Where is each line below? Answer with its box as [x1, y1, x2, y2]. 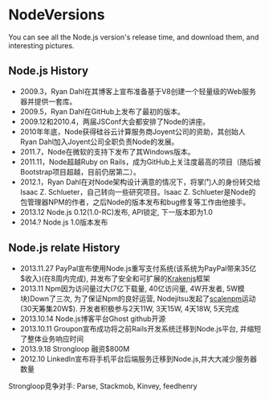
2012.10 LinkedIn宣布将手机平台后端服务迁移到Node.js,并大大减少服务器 [19, 354, 257, 364]
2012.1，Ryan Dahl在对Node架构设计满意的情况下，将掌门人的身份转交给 [19, 177, 261, 187]
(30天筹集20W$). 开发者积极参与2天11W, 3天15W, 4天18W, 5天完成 [19, 303, 239, 313]
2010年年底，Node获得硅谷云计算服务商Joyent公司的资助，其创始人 [19, 126, 247, 136]
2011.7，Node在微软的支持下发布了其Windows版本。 [19, 146, 195, 156]
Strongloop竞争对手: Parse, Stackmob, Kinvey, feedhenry [8, 380, 198, 391]
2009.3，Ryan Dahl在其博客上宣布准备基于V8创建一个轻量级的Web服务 [19, 86, 257, 96]
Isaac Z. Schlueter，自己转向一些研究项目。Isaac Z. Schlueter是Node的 [19, 187, 256, 196]
